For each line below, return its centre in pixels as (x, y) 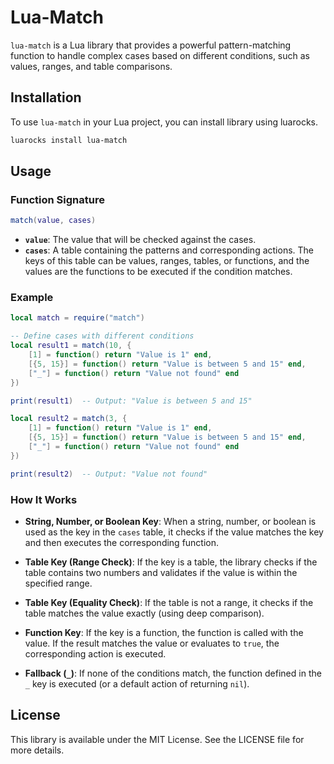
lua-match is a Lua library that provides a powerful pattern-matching (151, 45)
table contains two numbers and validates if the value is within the (161, 573)
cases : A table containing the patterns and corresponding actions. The (169, 250)
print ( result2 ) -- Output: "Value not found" (109, 474)
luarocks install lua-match (69, 140)
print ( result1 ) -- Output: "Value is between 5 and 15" (131, 401)
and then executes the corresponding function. (122, 543)
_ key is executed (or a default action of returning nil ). (137, 684)
